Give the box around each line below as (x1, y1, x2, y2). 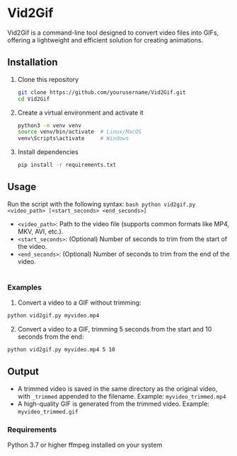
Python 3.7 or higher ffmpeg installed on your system (7, 440, 163, 449)
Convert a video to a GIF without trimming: (17, 298, 141, 307)
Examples (7, 282, 42, 292)
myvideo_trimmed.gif (17, 408, 79, 415)
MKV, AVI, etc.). (17, 227, 64, 235)
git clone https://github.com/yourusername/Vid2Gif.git (17, 88, 186, 96)
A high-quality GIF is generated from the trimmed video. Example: (17, 399, 210, 408)
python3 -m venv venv (17, 122, 82, 129)
